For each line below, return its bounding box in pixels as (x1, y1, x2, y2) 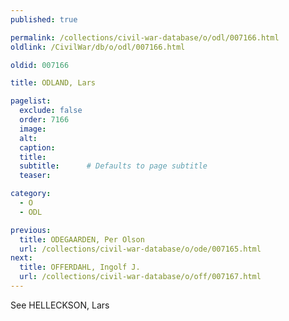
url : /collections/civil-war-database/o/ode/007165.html (19, 244, 262, 254)
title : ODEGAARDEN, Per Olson (19, 234, 145, 245)
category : (10, 189, 52, 199)
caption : (19, 142, 56, 153)
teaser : (19, 171, 52, 181)
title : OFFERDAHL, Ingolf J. (19, 262, 141, 273)
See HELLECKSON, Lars (10, 299, 110, 311)
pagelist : (10, 96, 52, 106)
